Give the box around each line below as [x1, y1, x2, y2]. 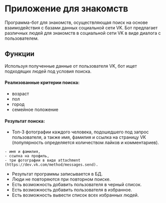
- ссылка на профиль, [4, 154, 50, 159]
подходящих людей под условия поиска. [4, 68, 91, 74]
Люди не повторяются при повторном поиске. [11, 176, 111, 182]
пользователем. [4, 35, 39, 41]
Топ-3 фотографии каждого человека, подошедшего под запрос [11, 129, 149, 135]
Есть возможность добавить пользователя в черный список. [11, 182, 142, 188]
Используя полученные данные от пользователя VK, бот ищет [4, 63, 137, 69]
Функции [4, 50, 35, 58]
